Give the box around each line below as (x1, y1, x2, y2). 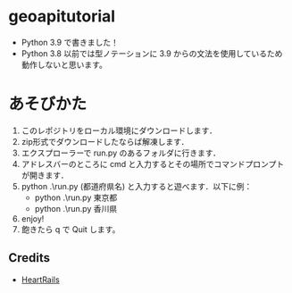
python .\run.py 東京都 (34, 192, 118, 203)
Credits (8, 250, 51, 265)
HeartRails (21, 274, 60, 285)
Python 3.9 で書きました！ (21, 37, 120, 47)
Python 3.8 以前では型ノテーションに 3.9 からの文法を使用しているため (21, 47, 283, 59)
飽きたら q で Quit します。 (21, 223, 121, 234)
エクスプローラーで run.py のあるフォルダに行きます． (21, 147, 221, 158)
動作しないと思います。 (21, 59, 108, 70)
